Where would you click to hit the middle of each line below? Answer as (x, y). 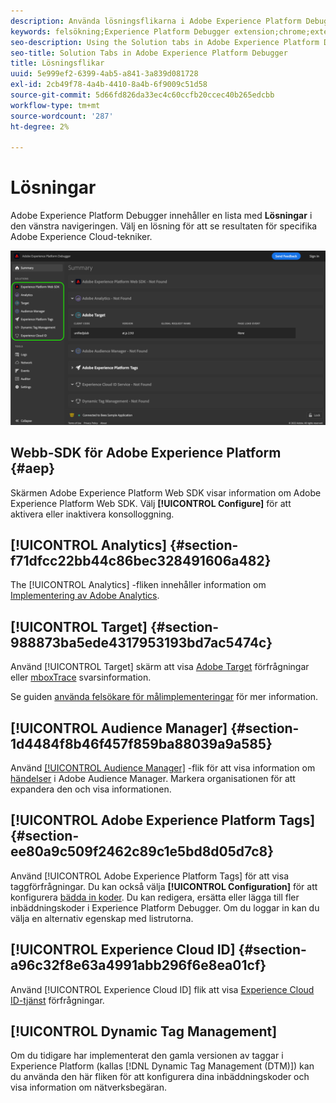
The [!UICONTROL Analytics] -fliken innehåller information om (138, 585)
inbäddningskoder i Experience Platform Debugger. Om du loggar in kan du (165, 907)
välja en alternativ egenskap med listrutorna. (102, 918)
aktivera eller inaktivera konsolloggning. (92, 514)
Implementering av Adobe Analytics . (85, 596)
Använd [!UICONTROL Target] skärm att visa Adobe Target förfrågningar (160, 667)
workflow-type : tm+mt (55, 105)
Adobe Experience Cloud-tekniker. (81, 237)
